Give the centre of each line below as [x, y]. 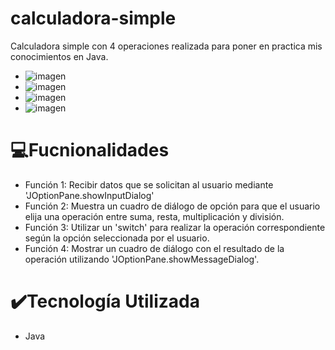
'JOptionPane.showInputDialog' [89, 195]
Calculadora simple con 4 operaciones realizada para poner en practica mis [166, 46]
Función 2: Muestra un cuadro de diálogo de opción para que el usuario [172, 206]
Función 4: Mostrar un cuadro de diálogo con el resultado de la [154, 248]
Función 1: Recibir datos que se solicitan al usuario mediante [149, 184]
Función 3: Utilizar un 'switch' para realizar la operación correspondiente [175, 227]
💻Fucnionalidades [90, 150]
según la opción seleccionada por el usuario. [117, 238]
